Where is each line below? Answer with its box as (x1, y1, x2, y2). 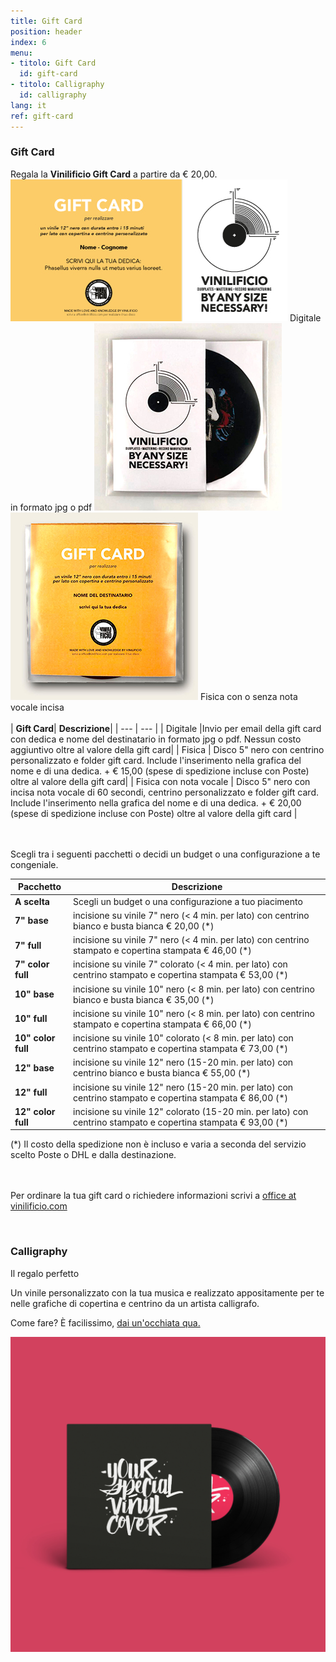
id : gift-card (19, 69, 78, 79)
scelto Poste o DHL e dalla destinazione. (10, 1149, 177, 1161)
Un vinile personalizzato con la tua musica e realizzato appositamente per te (10, 1286, 325, 1299)
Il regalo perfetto (10, 1267, 80, 1279)
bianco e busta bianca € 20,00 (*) (73, 920, 215, 932)
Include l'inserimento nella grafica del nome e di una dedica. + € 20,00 (10, 796, 302, 809)
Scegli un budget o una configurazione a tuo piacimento (73, 895, 303, 907)
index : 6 (10, 37, 47, 47)
